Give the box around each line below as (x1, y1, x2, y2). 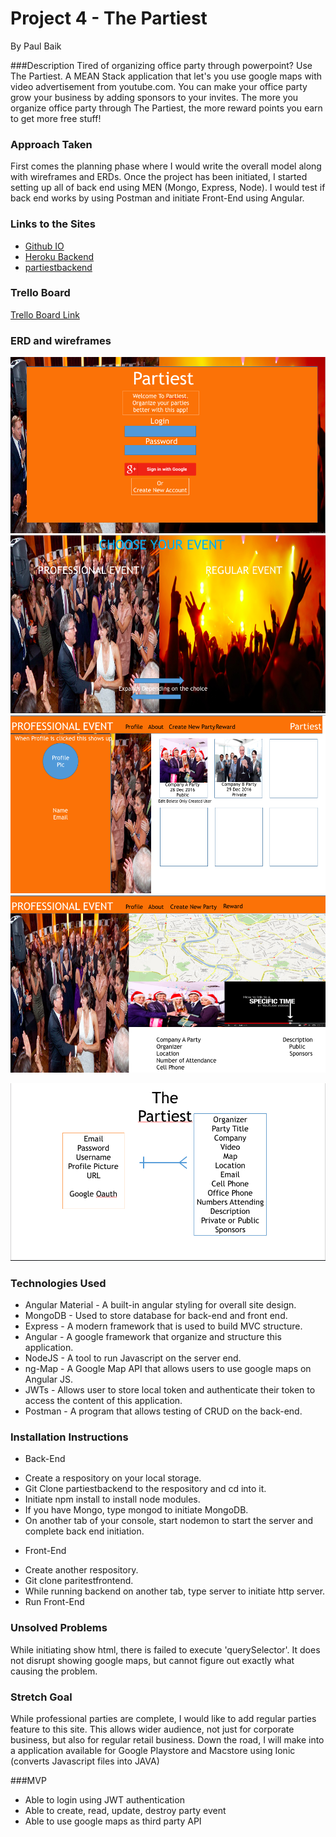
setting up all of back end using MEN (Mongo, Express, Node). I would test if (10, 182, 326, 194)
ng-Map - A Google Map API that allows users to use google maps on (24, 1363, 312, 1375)
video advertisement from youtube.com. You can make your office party (10, 80, 308, 92)
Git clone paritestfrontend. (24, 1575, 134, 1587)
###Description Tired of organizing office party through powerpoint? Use (10, 59, 313, 71)
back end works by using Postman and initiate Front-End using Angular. (10, 192, 305, 204)
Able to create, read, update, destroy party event (24, 1804, 227, 1816)
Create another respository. (24, 1564, 139, 1576)
